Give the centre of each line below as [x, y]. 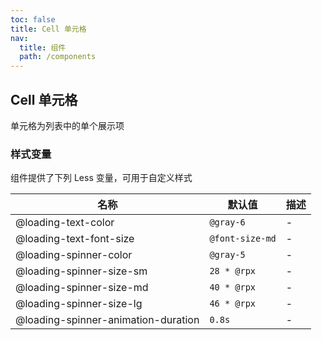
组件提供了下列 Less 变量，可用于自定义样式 [101, 178]
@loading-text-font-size [75, 239]
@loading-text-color [65, 223]
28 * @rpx [233, 271]
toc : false [33, 19]
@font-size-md [243, 239]
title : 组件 [43, 47]
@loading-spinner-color [74, 255]
